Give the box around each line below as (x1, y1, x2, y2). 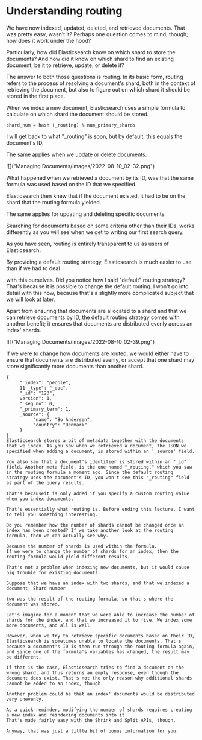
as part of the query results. (6, 479, 85, 486)
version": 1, (19, 395, 52, 402)
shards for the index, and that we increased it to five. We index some (6, 617, 192, 623)
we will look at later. (6, 296, 55, 303)
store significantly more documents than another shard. (6, 362, 144, 370)
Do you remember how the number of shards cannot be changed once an (6, 522, 185, 528)
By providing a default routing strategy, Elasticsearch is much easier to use (6, 258, 192, 265)
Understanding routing (6, 4, 123, 18)
